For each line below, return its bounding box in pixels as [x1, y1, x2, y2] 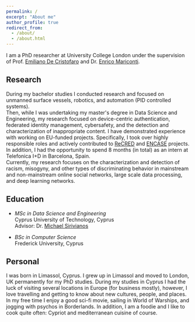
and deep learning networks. [6, 177, 75, 184]
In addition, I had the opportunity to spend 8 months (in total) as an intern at [6, 146, 189, 153]
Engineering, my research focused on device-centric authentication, [6, 115, 170, 122]
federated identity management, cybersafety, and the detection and [6, 121, 169, 129]
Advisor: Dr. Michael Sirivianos [14, 222, 89, 229]
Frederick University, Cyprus [14, 240, 83, 247]
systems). [6, 103, 30, 110]
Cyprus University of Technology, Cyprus [14, 216, 114, 223]
